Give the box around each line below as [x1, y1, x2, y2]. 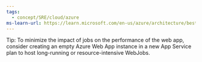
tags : [6, 8, 20, 15]
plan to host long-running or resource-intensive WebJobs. [6, 49, 150, 57]
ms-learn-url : [6, 20, 42, 26]
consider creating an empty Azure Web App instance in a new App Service [6, 43, 192, 50]
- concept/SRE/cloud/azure [11, 14, 79, 20]
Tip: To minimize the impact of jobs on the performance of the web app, [6, 37, 185, 44]
